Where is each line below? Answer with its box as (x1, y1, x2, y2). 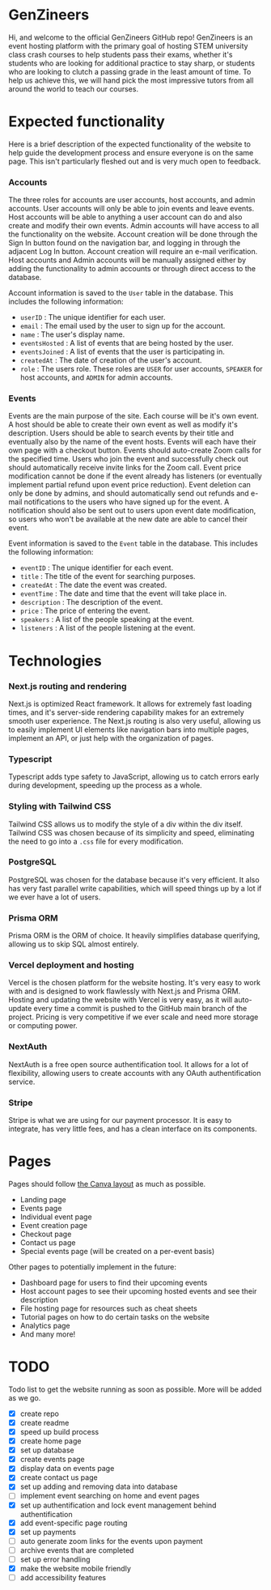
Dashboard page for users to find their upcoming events (19, 1278, 208, 1287)
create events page (19, 1455, 85, 1465)
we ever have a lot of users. (8, 892, 101, 902)
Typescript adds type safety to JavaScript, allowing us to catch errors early (8, 772, 260, 782)
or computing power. (8, 1021, 78, 1031)
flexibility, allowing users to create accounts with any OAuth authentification (8, 1068, 261, 1078)
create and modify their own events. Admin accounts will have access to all (8, 221, 260, 231)
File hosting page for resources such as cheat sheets (19, 1303, 198, 1313)
